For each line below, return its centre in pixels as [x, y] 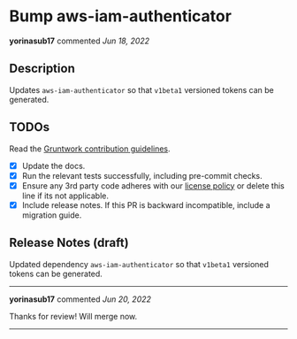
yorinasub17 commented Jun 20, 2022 [80, 299]
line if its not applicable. [65, 196]
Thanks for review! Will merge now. [73, 316]
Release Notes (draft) [69, 243]
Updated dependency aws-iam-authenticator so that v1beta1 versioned [139, 264]
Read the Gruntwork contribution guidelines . [90, 149]
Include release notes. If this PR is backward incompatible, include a [146, 204]
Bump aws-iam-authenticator [121, 16]
